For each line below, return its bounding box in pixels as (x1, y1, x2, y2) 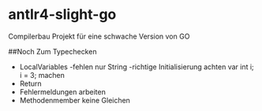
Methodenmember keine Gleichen (19, 95, 130, 105)
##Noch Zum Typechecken (8, 46, 97, 56)
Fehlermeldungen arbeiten (19, 87, 107, 96)
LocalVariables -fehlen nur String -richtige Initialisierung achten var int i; (19, 61, 254, 72)
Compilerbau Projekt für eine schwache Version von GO (8, 31, 190, 41)
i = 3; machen (19, 70, 65, 80)
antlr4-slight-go (8, 6, 117, 24)
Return (19, 79, 42, 88)
